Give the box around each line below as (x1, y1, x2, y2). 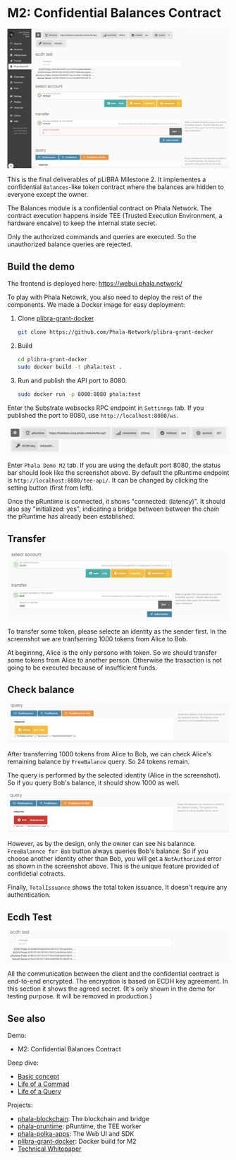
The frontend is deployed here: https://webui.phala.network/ (7, 279, 183, 288)
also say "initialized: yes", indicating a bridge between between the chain (7, 505, 220, 513)
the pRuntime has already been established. (7, 512, 135, 521)
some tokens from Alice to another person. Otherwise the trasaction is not (7, 656, 222, 665)
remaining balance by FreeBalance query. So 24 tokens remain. (7, 757, 190, 766)
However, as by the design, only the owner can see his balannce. (7, 840, 196, 848)
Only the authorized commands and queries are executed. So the (7, 233, 197, 241)
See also (7, 1013, 46, 1025)
